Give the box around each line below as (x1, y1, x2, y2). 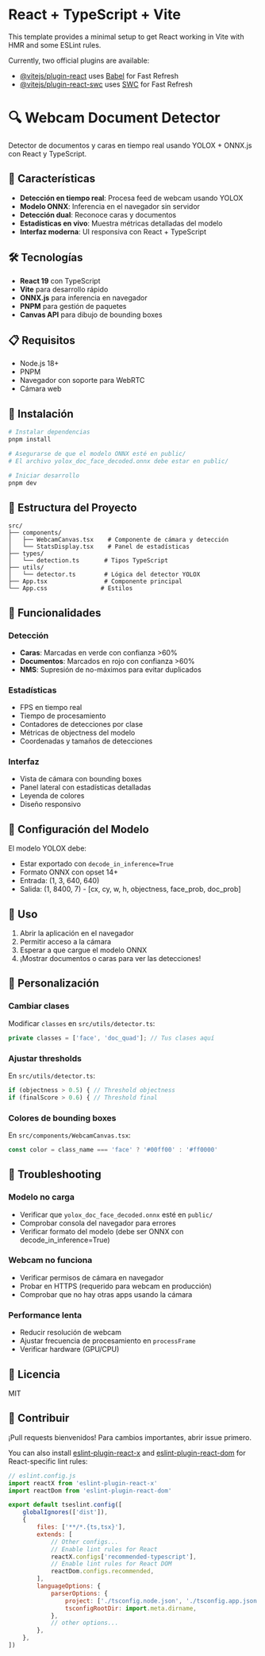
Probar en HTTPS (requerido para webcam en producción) (19, 1281, 212, 1291)
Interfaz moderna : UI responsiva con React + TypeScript (19, 226, 206, 236)
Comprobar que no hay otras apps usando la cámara (19, 1289, 193, 1299)
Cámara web (19, 384, 62, 394)
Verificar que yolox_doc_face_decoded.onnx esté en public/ (19, 1210, 213, 1219)
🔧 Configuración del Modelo (8, 822, 149, 836)
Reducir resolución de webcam (19, 1328, 121, 1338)
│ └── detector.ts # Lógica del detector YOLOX (8, 570, 201, 579)
